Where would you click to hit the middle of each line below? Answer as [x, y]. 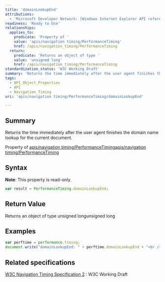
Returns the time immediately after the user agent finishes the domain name [82, 133]
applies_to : [22, 32]
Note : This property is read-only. [38, 179]
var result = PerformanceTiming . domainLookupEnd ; [57, 189]
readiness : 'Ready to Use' [33, 23]
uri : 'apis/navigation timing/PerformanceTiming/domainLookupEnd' [74, 96]
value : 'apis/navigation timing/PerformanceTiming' [68, 42]
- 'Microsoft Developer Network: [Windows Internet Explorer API [78, 19]
